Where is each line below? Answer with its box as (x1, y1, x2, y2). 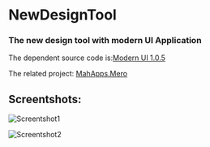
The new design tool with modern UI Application (8, 35, 202, 46)
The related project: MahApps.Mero (8, 69, 128, 79)
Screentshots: (8, 92, 82, 106)
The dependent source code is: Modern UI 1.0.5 (8, 53, 166, 63)
